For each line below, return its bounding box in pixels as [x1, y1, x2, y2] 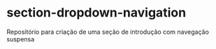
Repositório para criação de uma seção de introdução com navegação [6, 28, 209, 36]
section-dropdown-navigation [6, 5, 187, 21]
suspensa [6, 35, 35, 43]
